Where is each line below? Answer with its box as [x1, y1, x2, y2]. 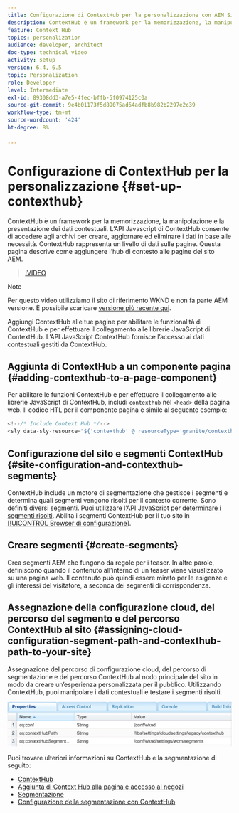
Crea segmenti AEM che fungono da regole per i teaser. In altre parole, [7, 558, 215, 567]
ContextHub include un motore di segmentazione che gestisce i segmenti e [7, 488, 228, 497]
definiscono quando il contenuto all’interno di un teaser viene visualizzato [7, 565, 223, 574]
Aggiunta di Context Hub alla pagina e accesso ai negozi [17, 782, 184, 791]
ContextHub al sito [7, 624, 92, 636]
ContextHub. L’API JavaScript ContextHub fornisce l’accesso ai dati [7, 332, 205, 341]
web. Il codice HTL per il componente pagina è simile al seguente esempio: [7, 405, 228, 414]
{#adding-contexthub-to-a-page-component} [7, 371, 218, 383]
